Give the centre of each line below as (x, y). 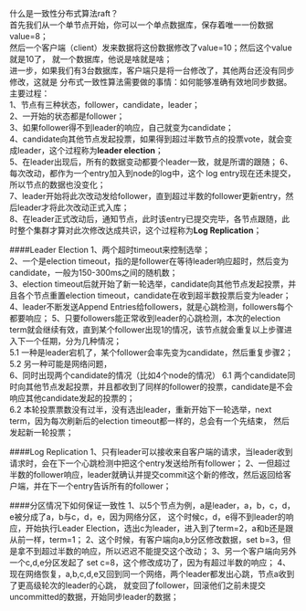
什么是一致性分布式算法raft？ (64, 13)
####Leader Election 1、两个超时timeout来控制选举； (110, 250)
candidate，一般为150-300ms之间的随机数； (94, 273)
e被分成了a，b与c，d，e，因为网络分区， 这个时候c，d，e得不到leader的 (148, 517)
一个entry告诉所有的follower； (114, 486)
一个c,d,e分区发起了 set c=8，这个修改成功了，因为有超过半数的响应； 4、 (150, 563)
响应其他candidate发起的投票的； (72, 398)
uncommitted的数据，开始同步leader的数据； (95, 597)
